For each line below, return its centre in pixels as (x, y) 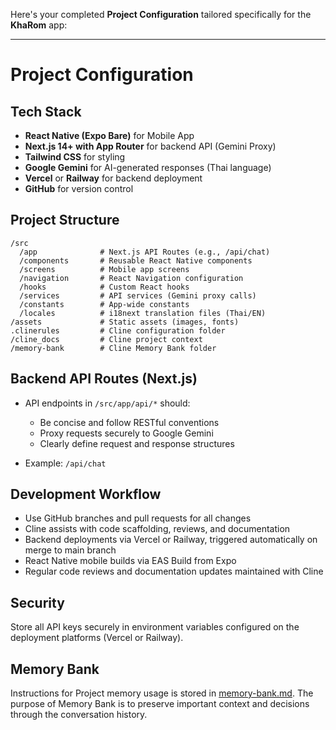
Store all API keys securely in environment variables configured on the (155, 627)
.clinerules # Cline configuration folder (118, 330)
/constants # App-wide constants (104, 304)
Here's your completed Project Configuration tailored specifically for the (161, 14)
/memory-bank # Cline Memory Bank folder (113, 348)
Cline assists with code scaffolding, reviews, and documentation (157, 529)
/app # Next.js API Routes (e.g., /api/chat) (145, 252)
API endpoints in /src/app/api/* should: (107, 403)
